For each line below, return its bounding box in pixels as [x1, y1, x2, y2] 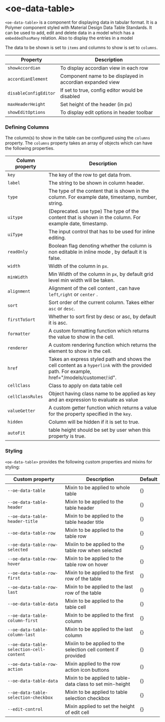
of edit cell [65, 709, 89, 716]
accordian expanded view [60, 78, 120, 85]
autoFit [7, 430, 26, 436]
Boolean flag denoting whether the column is [48, 242, 152, 249]
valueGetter [7, 408, 36, 414]
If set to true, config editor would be [60, 87, 143, 94]
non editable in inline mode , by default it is [48, 248, 147, 255]
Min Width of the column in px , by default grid [48, 271, 154, 277]
